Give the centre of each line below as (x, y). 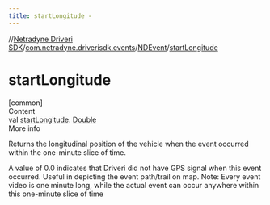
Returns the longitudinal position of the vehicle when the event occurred (129, 144)
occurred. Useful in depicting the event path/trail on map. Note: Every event (135, 176)
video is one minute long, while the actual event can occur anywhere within (134, 185)
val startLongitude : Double (53, 119)
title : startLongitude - (50, 16)
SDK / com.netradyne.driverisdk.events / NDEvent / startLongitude (113, 47)
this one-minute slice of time (56, 194)
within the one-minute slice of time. (67, 152)
